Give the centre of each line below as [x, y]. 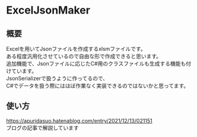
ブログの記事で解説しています [42, 128]
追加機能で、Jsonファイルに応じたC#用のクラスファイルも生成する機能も [96, 63]
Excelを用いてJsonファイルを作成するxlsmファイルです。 [76, 49]
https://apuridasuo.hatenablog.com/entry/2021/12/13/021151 [79, 120]
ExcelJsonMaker [48, 10]
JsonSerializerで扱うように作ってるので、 [57, 78]
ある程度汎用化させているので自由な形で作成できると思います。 [84, 56]
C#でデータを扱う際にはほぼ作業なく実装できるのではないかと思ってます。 [98, 86]
